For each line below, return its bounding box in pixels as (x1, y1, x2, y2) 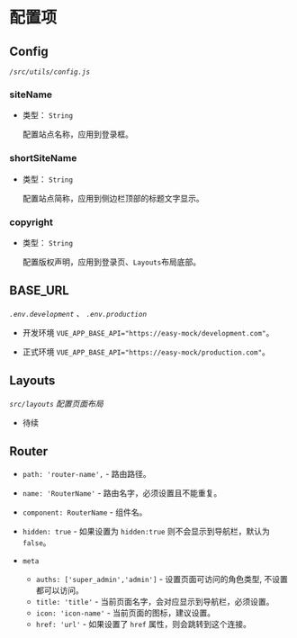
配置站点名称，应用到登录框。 (22, 129, 133, 139)
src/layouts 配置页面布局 (9, 398, 103, 409)
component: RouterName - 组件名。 (22, 507, 148, 517)
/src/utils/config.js (9, 67, 91, 76)
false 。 (22, 537, 51, 548)
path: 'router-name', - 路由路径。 (22, 469, 151, 480)
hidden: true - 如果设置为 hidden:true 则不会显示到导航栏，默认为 (22, 526, 270, 537)
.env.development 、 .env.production (9, 308, 147, 319)
